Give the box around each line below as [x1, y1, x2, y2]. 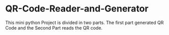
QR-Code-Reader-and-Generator [5, 3, 149, 14]
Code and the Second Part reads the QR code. [5, 24, 103, 30]
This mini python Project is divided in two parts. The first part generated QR [5, 19, 164, 25]
